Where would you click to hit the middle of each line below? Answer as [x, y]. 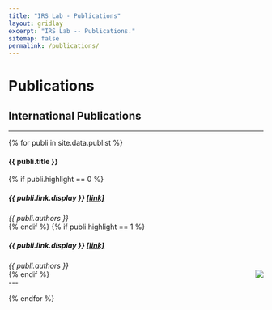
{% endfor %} [32, 299]
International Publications [75, 115]
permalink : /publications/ [54, 46]
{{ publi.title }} [33, 161]
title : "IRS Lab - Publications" [65, 16]
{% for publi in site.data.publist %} [66, 143]
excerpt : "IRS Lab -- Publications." [72, 31]
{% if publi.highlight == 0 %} [56, 180]
